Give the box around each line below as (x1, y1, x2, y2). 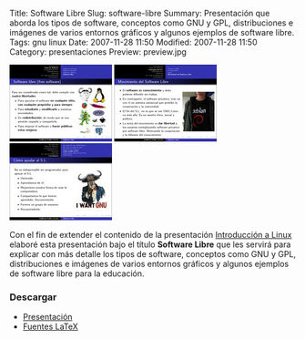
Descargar (9, 291, 57, 304)
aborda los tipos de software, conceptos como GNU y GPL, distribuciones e (9, 17, 294, 28)
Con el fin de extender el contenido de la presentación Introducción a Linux (9, 230, 292, 240)
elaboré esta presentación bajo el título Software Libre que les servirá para (9, 239, 291, 250)
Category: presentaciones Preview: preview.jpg (9, 46, 187, 57)
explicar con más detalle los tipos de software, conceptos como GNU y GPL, (9, 249, 297, 259)
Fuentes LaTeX (22, 321, 79, 332)
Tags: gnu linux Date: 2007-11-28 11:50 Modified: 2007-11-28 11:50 (9, 36, 258, 47)
